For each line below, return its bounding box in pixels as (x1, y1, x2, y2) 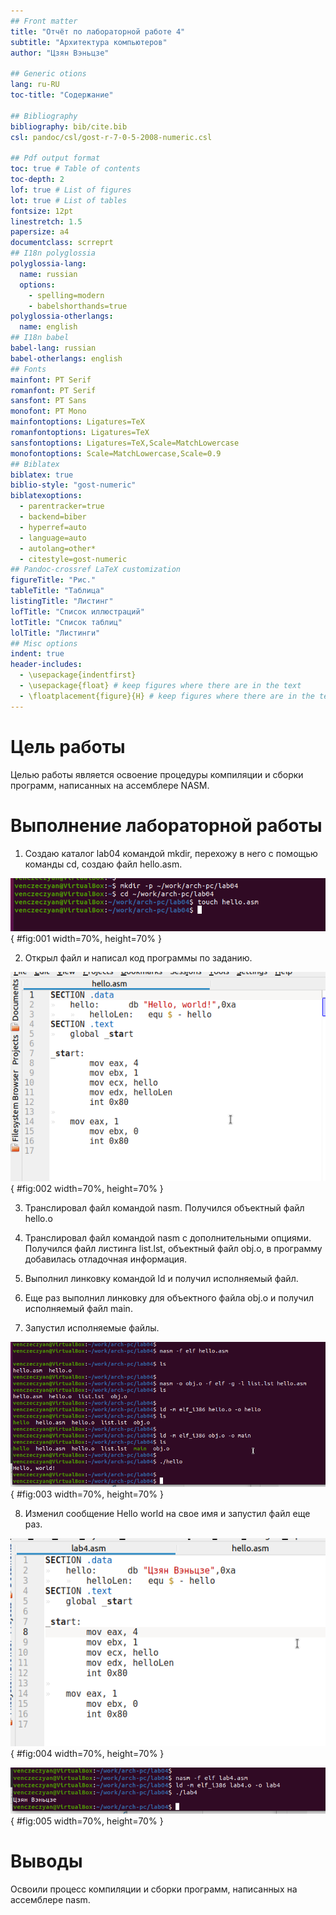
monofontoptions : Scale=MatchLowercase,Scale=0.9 (10, 448, 222, 459)
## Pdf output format (10, 153, 101, 164)
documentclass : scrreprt (10, 238, 114, 248)
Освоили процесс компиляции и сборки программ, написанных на (10, 1883, 298, 1895)
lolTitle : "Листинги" (10, 628, 101, 638)
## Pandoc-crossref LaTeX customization (10, 565, 182, 575)
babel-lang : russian (10, 343, 97, 353)
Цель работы (10, 735, 126, 758)
